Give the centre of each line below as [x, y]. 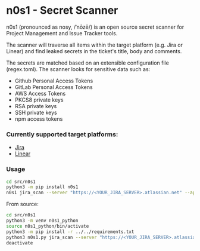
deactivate [20, 243]
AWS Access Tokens [40, 93]
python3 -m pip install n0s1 [42, 187]
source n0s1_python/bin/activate [48, 226]
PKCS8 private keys [39, 100]
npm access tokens [39, 119]
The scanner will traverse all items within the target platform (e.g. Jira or [95, 45]
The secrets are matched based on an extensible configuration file [88, 63]
